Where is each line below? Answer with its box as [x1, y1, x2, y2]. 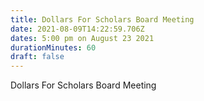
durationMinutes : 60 [10, 42, 97, 53]
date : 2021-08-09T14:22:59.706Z [10, 24, 145, 34]
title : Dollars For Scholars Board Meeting [10, 14, 195, 25]
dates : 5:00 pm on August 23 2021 [10, 33, 155, 43]
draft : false [10, 52, 65, 62]
